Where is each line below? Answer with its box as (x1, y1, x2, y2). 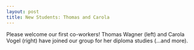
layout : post (6, 8, 39, 15)
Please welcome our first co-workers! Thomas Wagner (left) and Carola (6, 30, 185, 37)
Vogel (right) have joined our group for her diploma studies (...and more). (6, 37, 189, 44)
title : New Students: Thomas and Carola (6, 14, 110, 20)
